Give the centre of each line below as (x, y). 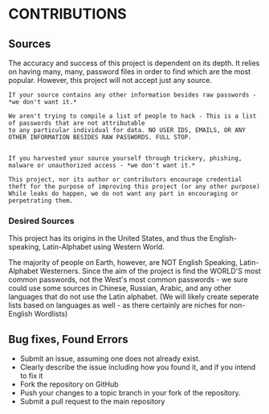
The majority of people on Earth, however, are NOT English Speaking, (123, 263)
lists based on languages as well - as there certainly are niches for (118, 305)
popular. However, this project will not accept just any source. (110, 80)
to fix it (31, 376)
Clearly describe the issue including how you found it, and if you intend (138, 367)
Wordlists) (51, 314)
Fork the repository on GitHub (69, 384)
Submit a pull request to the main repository (92, 402)
